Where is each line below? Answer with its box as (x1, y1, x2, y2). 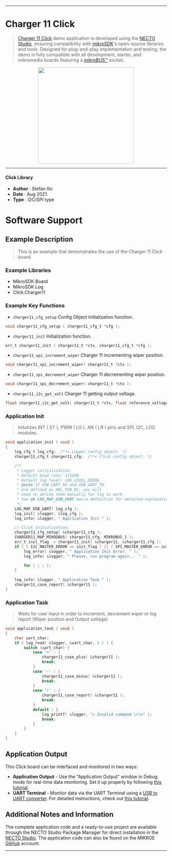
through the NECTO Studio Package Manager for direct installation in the (5, 829, 159, 835)
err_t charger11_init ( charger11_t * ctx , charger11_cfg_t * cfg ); (5, 343, 153, 348)
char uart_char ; (14, 635, 50, 640)
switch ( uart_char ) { (24, 645, 70, 650)
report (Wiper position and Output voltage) (17, 616, 108, 622)
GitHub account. (5, 840, 40, 846)
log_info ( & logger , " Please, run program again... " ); (24, 554, 147, 559)
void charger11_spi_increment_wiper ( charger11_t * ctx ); (5, 362, 132, 367)
